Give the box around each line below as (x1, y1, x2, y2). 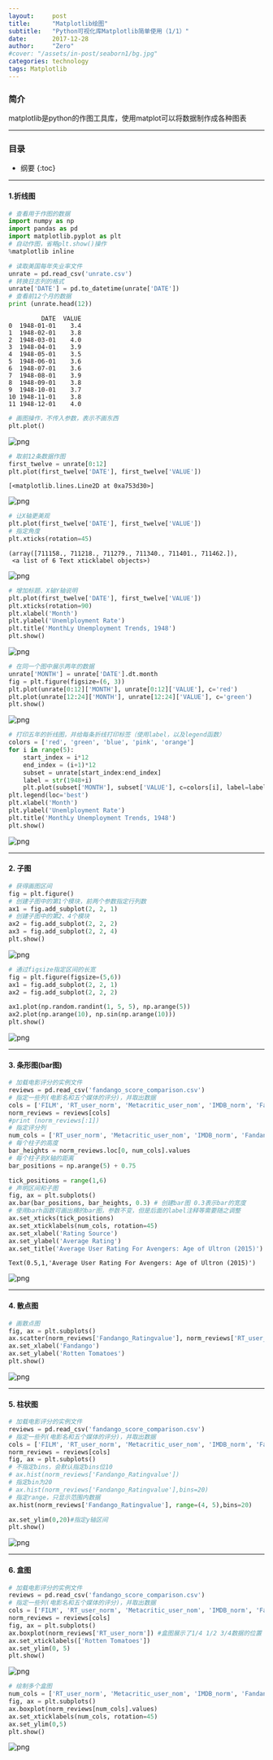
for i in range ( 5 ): (8, 746, 75, 754)
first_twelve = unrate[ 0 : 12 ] (8, 460, 107, 468)
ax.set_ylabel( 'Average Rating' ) (8, 1237, 122, 1245)
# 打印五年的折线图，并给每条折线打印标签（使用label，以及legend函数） (8, 731, 226, 739)
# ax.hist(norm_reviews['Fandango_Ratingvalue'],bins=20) (8, 1486, 209, 1494)
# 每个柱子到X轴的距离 (8, 1154, 75, 1162)
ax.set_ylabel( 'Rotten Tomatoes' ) (8, 1350, 126, 1358)
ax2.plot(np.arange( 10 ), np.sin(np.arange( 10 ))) (8, 1011, 176, 1019)
